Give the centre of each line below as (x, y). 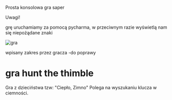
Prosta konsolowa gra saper (35, 7)
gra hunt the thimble (50, 73)
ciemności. (17, 93)
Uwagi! (13, 17)
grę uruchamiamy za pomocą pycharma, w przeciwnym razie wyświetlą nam (86, 27)
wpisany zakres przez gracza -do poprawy (51, 53)
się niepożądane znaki (29, 33)
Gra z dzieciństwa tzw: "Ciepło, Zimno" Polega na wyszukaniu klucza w (81, 87)
